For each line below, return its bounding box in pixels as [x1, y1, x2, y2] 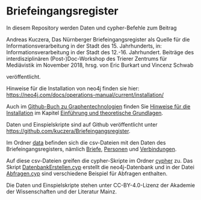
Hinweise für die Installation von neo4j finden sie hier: [6, 84, 140, 92]
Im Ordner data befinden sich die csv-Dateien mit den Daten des [6, 139, 166, 146]
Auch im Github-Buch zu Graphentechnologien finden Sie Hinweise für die [6, 102, 191, 110]
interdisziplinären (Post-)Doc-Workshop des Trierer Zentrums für [6, 55, 167, 62]
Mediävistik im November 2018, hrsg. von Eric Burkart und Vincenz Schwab [6, 61, 194, 69]
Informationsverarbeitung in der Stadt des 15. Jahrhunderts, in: [6, 42, 162, 49]
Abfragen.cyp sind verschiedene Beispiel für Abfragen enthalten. [6, 170, 168, 177]
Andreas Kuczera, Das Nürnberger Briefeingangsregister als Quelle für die [6, 36, 190, 43]
